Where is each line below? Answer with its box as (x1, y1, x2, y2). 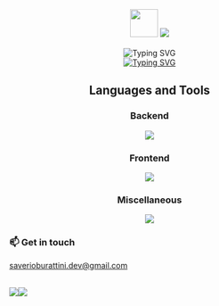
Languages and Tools (88, 83, 211, 98)
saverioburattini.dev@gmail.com (9, 260, 128, 270)
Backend (130, 110, 169, 122)
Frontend (129, 152, 170, 164)
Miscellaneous (117, 194, 182, 206)
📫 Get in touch (9, 236, 76, 249)
